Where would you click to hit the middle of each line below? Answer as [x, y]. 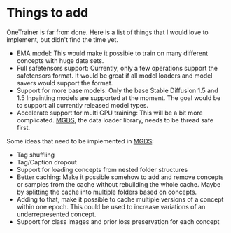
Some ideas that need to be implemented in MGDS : [80, 141]
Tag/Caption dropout [47, 162]
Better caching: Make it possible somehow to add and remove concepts [120, 177]
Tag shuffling [36, 155]
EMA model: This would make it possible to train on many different [112, 53]
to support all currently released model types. [82, 105]
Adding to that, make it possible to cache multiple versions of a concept [120, 199]
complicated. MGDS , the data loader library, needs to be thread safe [115, 120]
